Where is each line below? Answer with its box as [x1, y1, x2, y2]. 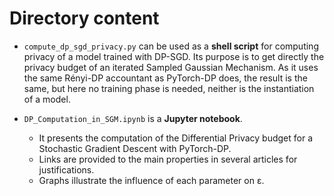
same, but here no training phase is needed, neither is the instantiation [23, 82, 315, 94]
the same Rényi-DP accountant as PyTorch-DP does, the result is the [23, 72, 308, 84]
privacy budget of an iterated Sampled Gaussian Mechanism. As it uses [23, 61, 319, 73]
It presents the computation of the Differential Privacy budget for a [38, 132, 314, 144]
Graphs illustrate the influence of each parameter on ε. [38, 174, 265, 186]
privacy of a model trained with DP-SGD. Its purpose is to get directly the [23, 50, 325, 62]
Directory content [9, 7, 160, 30]
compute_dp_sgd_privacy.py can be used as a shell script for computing [23, 40, 319, 52]
